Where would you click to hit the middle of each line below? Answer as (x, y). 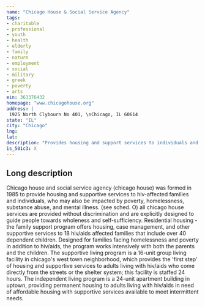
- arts (15, 92)
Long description (39, 173)
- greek (16, 80)
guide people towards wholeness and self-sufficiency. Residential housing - (102, 220)
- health (17, 40)
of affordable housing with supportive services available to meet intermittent (102, 292)
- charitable (23, 23)
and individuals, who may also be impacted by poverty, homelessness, (95, 201)
